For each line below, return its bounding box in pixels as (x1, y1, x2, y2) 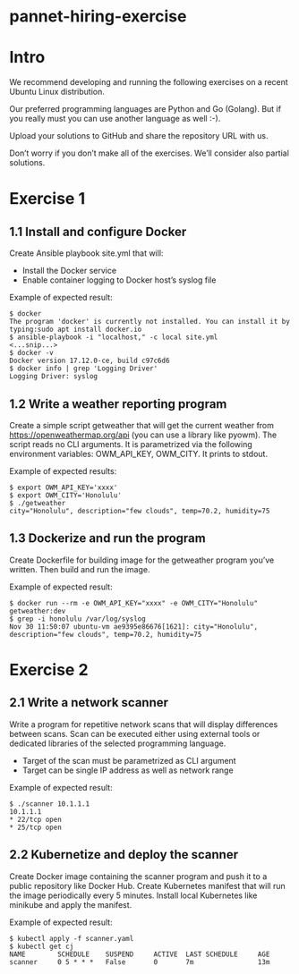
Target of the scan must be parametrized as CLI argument (21, 755, 236, 766)
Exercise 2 (9, 659, 89, 680)
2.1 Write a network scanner (9, 695, 168, 710)
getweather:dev (9, 606, 66, 615)
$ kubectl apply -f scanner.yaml (9, 934, 134, 943)
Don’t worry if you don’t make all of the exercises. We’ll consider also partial (9, 148, 289, 158)
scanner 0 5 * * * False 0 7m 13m (9, 957, 270, 967)
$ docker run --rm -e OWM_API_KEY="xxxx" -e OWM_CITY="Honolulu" (9, 598, 258, 607)
